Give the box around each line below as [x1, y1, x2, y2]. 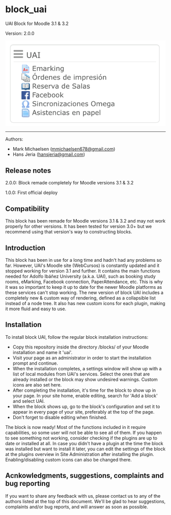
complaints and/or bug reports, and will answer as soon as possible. [5, 503, 149, 510]
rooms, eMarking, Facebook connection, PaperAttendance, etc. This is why [5, 279, 163, 285]
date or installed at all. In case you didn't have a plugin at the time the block [5, 440, 164, 446]
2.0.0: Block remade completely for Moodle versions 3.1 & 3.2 [5, 180, 134, 186]
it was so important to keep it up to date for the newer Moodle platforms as [5, 284, 162, 290]
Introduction [5, 243, 46, 252]
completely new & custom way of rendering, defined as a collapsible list [5, 294, 156, 301]
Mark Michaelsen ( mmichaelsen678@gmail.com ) [12, 146, 116, 152]
